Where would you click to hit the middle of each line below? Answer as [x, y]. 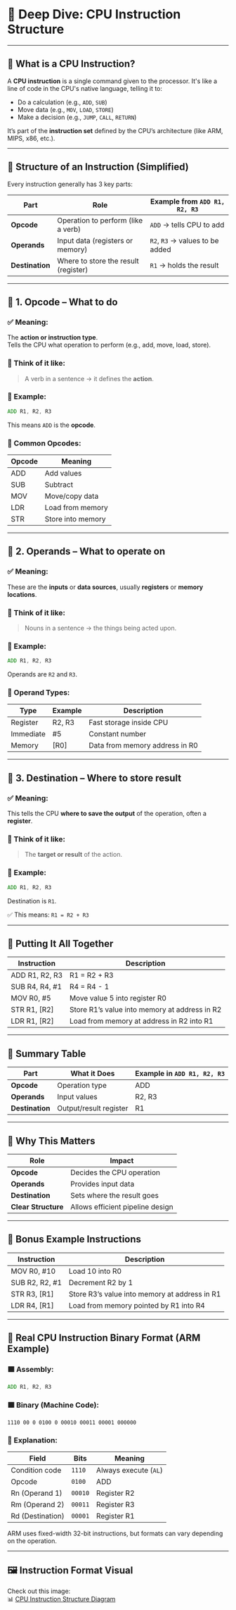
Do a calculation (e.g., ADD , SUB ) [62, 102]
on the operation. [32, 1541]
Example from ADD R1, [188, 202]
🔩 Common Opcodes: [44, 443]
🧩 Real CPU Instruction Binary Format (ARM [104, 1338]
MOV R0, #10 [33, 1271]
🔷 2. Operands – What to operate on [86, 551]
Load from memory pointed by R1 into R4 [137, 1305]
